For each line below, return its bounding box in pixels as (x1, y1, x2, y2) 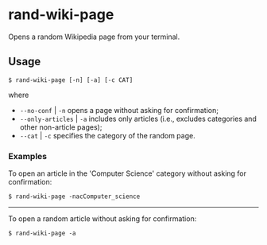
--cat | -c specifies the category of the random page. (19, 130, 196, 140)
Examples (8, 150, 48, 161)
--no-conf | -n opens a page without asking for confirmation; (19, 105, 219, 115)
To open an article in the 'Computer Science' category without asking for (8, 169, 247, 178)
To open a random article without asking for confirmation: (8, 214, 197, 224)
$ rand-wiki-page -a (8, 229, 77, 238)
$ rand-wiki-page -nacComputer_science (8, 192, 141, 200)
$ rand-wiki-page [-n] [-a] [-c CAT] (8, 76, 133, 84)
